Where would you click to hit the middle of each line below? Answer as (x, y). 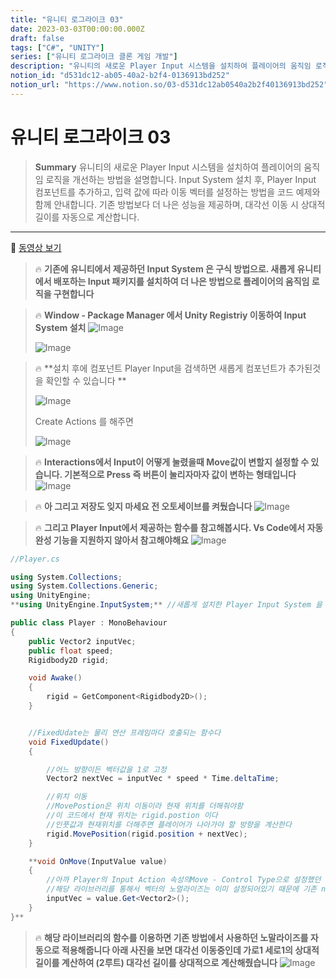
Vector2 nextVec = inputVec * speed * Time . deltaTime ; (163, 779)
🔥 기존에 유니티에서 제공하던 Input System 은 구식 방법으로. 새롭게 (165, 268)
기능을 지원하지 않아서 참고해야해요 (121, 540)
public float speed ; (71, 651)
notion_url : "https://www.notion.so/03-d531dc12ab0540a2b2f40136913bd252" (169, 85)
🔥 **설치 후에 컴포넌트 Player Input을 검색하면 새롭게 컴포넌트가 (160, 368)
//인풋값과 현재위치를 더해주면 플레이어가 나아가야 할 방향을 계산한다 (169, 824)
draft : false (37, 38)
